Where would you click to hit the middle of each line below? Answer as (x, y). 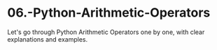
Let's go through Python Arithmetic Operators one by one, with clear (106, 32)
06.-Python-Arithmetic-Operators (109, 13)
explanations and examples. (48, 39)
